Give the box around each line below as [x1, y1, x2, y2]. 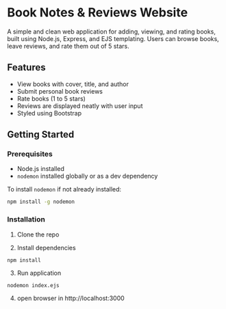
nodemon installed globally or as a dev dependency [16, 172, 158, 180]
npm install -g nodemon [7, 198, 75, 206]
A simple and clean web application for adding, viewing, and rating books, [7, 27, 216, 36]
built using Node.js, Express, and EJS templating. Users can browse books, [7, 34, 219, 42]
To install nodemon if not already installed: [7, 185, 122, 193]
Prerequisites [7, 149, 53, 159]
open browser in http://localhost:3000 [16, 294, 125, 302]
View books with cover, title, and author [16, 80, 129, 88]
